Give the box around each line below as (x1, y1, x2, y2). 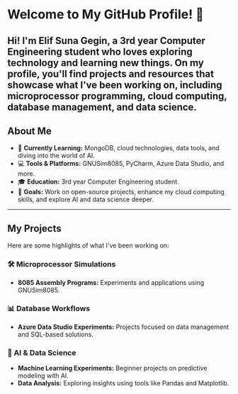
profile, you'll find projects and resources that (7, 67, 215, 80)
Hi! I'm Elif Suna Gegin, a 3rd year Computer (7, 35, 205, 47)
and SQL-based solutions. (17, 330, 93, 339)
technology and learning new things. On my (7, 57, 204, 69)
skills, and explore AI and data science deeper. (17, 195, 154, 204)
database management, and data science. (7, 101, 197, 113)
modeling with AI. (17, 371, 69, 380)
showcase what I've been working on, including (7, 79, 222, 91)
